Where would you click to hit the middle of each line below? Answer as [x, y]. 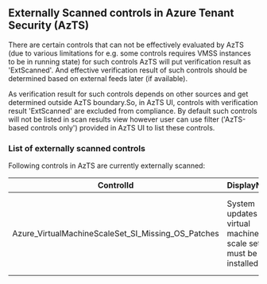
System [241, 204]
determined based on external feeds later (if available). [98, 78]
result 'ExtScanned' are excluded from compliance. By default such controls [133, 111]
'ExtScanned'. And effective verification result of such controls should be [128, 70]
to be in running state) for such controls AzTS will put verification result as [130, 61]
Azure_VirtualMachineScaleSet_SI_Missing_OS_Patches [116, 234]
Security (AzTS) [49, 26]
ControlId [116, 185]
